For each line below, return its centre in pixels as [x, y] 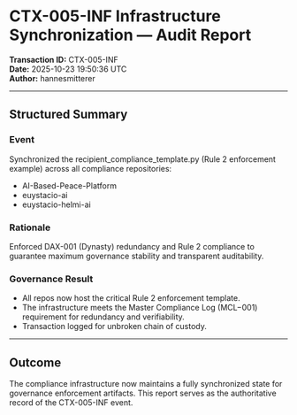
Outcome [35, 362]
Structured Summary [69, 115]
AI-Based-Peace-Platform [69, 185]
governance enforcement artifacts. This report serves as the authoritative [143, 393]
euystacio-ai [45, 195]
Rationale [30, 227]
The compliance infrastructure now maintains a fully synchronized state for [146, 384]
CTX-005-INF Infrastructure [115, 16]
